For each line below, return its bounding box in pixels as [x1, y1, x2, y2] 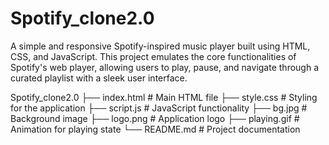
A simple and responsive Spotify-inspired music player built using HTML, [10, 40, 311, 52]
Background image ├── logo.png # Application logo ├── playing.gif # [10, 112, 300, 124]
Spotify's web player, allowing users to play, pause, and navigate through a [10, 61, 320, 73]
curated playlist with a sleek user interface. [10, 72, 188, 84]
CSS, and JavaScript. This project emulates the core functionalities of [10, 50, 297, 62]
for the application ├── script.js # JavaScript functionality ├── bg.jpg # [10, 102, 308, 114]
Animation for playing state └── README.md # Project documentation [10, 123, 301, 135]
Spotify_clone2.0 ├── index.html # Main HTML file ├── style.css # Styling [10, 91, 318, 103]
